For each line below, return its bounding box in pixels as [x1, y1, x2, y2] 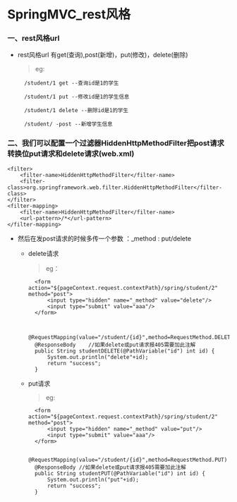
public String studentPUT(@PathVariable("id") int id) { [34, 470, 206, 477]
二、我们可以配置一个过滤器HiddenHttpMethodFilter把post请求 [7, 138, 224, 148]
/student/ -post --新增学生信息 [24, 121, 113, 128]
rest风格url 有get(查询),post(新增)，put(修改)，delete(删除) [17, 51, 188, 59]
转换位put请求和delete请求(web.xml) [7, 149, 135, 159]
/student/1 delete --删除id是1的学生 [24, 107, 129, 114]
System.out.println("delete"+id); [47, 353, 149, 360]
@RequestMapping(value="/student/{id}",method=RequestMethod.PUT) [28, 456, 228, 463]
